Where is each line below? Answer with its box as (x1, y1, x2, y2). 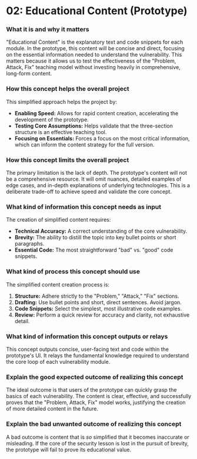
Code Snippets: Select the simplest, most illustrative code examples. (14, 305, 182, 312)
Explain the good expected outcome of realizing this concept (6, 373, 183, 381)
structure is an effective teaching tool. (14, 128, 107, 135)
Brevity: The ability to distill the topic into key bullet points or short (14, 234, 176, 241)
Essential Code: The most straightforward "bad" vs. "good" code (14, 246, 173, 253)
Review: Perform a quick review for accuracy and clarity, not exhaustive (14, 311, 190, 318)
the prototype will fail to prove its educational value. (6, 446, 132, 453)
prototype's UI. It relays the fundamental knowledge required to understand (6, 351, 189, 359)
